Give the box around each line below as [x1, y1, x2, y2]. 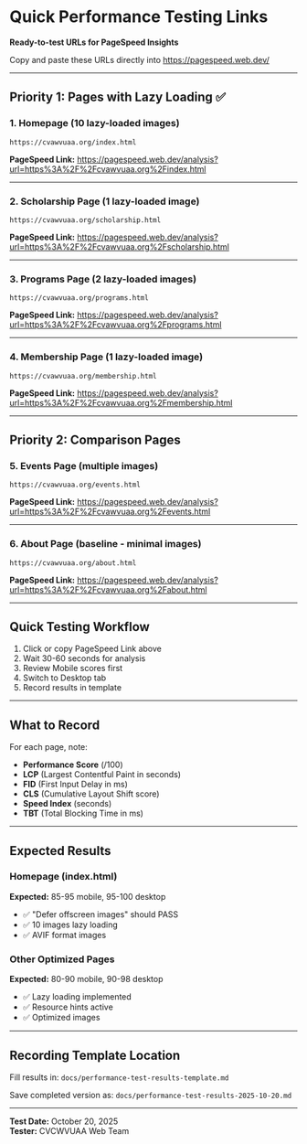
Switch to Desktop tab [22, 672, 107, 683]
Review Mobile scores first [22, 663, 123, 674]
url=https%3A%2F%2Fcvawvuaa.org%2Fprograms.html [9, 319, 222, 330]
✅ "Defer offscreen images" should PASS [22, 908, 179, 920]
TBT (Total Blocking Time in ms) [22, 807, 144, 819]
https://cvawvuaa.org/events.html [9, 480, 142, 490]
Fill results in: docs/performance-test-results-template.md [9, 1072, 229, 1083]
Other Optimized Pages [9, 953, 115, 966]
